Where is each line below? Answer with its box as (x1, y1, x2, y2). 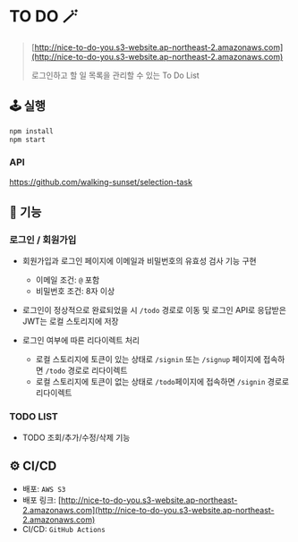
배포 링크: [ (21, 495, 62, 505)
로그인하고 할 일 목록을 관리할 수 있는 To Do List (30, 70, 200, 80)
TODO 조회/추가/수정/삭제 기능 (21, 432, 131, 443)
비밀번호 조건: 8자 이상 (35, 286, 115, 297)
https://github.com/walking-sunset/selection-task (9, 176, 192, 187)
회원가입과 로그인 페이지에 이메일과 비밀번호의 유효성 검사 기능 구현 (21, 256, 257, 267)
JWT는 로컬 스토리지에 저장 (21, 316, 119, 326)
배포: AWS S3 (21, 483, 66, 494)
